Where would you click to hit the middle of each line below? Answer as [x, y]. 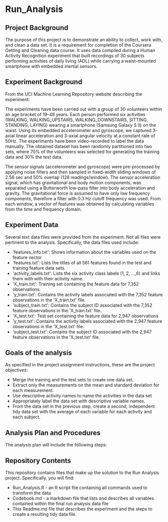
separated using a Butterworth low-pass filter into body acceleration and [80, 188]
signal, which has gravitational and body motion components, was [73, 182]
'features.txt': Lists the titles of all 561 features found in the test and [82, 263]
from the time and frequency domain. [43, 209]
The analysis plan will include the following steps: [56, 445]
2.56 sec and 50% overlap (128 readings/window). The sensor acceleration [83, 177]
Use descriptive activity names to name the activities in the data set [82, 396]
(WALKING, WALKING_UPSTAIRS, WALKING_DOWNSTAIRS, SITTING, [77, 120]
